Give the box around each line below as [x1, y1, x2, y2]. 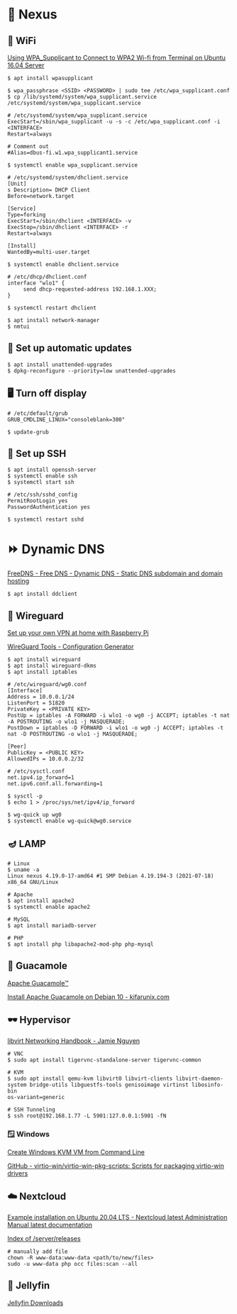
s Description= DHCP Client [7, 187, 91, 194]
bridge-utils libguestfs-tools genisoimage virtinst [29, 1081, 189, 1088]
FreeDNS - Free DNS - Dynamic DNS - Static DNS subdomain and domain [7, 569, 224, 578]
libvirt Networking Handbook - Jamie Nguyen [7, 1036, 140, 1045]
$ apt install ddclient [7, 590, 78, 598]
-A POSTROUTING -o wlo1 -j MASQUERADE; [7, 718, 126, 726]
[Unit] [7, 180, 27, 187]
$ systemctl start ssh [7, 479, 75, 486]
